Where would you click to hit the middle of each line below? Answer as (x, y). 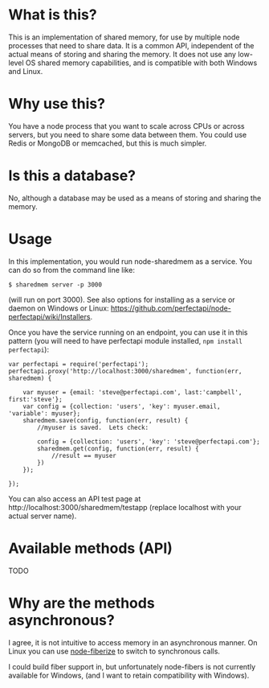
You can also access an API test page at (75, 498)
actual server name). (43, 516)
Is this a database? (72, 176)
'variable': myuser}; (45, 413)
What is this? (53, 15)
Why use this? (57, 104)
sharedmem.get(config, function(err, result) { (118, 448)
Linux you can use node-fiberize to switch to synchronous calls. (114, 651)
